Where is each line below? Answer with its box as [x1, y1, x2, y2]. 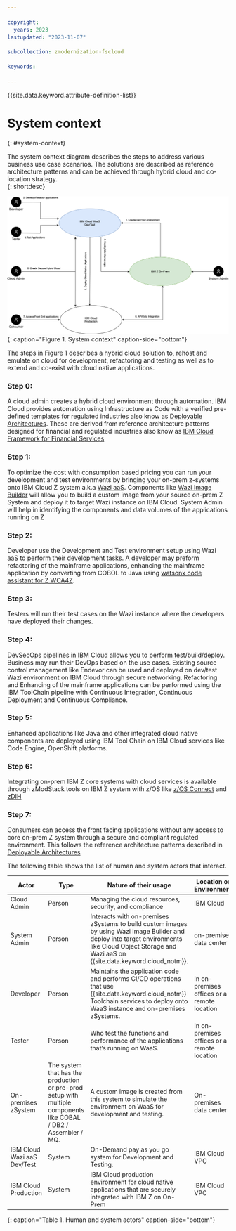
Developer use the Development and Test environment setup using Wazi [7, 546, 216, 554]
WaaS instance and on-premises [90, 1004, 185, 1012]
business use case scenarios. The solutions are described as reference [7, 159, 214, 168]
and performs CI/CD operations [90, 974, 181, 983]
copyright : [7, 18, 39, 26]
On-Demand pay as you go [90, 1145, 170, 1154]
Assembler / [48, 1128, 83, 1137]
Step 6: [7, 761, 33, 771]
